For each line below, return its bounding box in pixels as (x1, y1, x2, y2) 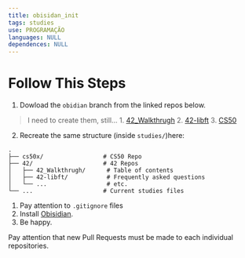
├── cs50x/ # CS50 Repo (8, 153, 143, 161)
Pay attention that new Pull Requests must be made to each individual (8, 233, 234, 242)
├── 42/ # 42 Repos (8, 160, 139, 168)
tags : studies (8, 19, 55, 27)
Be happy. (19, 217, 53, 227)
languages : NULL (8, 33, 61, 42)
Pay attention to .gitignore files (19, 201, 123, 210)
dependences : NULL (8, 41, 68, 49)
